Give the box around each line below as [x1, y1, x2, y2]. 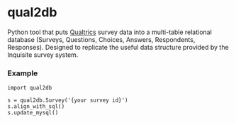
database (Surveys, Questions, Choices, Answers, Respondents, [7, 35, 196, 43]
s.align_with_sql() [7, 103, 65, 110]
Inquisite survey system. [7, 50, 79, 59]
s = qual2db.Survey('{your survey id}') [7, 97, 129, 104]
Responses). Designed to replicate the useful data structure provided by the [7, 43, 229, 51]
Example [7, 68, 38, 78]
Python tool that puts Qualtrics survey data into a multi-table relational [7, 28, 213, 36]
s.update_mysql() [7, 109, 59, 117]
